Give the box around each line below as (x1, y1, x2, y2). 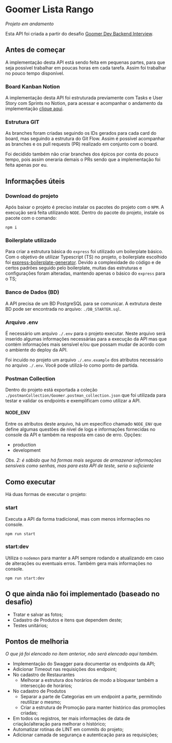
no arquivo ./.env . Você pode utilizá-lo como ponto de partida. (5, 362, 139, 368)
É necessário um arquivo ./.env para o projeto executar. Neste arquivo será (5, 330, 166, 337)
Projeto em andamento (5, 21, 54, 27)
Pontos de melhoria (5, 637, 69, 646)
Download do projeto (5, 192, 59, 199)
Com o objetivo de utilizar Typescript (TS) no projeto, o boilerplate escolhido (5, 254, 167, 260)
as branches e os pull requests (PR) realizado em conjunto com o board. (5, 141, 158, 147)
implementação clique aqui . (5, 105, 64, 112)
